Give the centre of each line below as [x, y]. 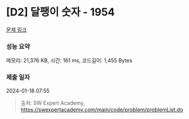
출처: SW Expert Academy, [53, 103]
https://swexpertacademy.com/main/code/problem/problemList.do [102, 110]
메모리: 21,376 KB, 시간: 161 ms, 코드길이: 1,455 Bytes [69, 60]
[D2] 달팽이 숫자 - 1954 [61, 12]
